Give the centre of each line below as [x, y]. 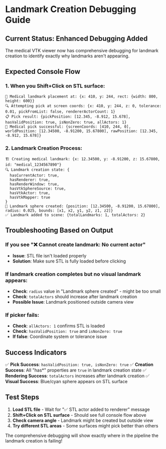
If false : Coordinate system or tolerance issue [60, 337]
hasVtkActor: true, [30, 193]
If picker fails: [22, 315]
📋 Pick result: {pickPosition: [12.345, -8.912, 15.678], [68, 117]
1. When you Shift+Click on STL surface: [55, 86]
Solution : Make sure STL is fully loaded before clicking [69, 261]
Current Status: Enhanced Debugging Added [76, 38]
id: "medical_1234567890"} [33, 164]
